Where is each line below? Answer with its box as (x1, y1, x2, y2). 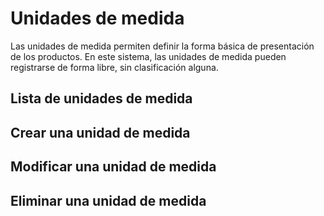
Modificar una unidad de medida (10, 158, 217, 176)
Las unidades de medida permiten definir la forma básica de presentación (10, 40, 315, 52)
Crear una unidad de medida (10, 124, 191, 141)
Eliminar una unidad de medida (10, 192, 207, 209)
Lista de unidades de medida (10, 90, 193, 107)
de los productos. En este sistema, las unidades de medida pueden (10, 50, 287, 62)
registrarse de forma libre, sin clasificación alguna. (10, 61, 219, 73)
